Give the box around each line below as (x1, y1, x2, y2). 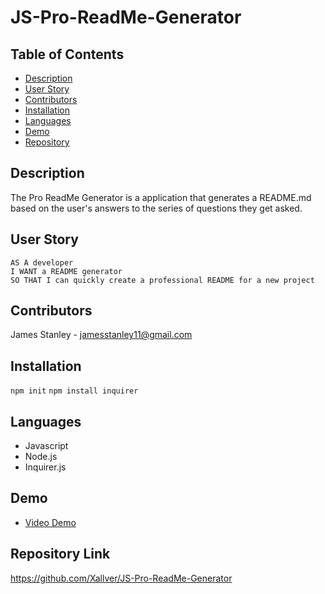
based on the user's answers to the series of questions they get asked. (10, 202, 303, 214)
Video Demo (24, 516, 77, 528)
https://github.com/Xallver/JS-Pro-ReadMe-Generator (10, 572, 233, 584)
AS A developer (10, 257, 74, 268)
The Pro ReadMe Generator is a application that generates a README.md (10, 191, 312, 203)
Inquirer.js (24, 461, 67, 473)
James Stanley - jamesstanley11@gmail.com (10, 329, 193, 341)
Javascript (24, 440, 69, 452)
